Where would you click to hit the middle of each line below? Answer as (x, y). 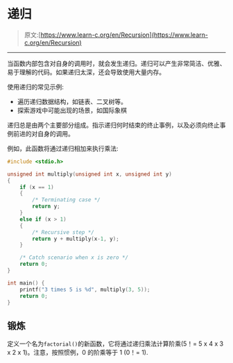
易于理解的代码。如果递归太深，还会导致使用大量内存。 (86, 72)
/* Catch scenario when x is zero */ (74, 258)
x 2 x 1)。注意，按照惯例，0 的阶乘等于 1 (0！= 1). (78, 353)
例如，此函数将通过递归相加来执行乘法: (63, 148)
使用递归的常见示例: (36, 87)
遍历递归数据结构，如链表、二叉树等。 (72, 101)
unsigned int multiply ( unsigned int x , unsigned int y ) (89, 174)
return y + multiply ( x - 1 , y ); (76, 239)
